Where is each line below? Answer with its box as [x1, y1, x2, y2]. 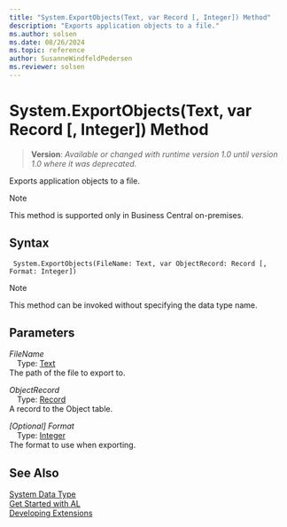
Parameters [9, 326, 75, 341]
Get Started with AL [9, 499, 81, 509]
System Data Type [9, 489, 77, 499]
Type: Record [17, 394, 66, 405]
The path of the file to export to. [9, 367, 126, 378]
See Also [9, 465, 59, 480]
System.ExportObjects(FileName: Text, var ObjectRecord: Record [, [12, 259, 268, 268]
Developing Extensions [9, 507, 93, 519]
